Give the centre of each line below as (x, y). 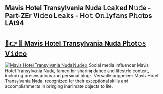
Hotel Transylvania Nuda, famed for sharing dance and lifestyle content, (77, 71)
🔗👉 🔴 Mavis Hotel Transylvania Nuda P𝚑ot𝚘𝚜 (76, 43)
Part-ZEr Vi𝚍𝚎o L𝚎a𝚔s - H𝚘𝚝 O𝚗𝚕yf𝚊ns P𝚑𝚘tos (79, 16)
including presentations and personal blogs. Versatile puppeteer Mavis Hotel (82, 76)
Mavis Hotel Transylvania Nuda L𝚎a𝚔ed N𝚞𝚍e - (78, 8)
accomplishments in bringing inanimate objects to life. (59, 86)
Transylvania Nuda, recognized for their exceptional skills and (67, 81)
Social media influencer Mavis (119, 65)
